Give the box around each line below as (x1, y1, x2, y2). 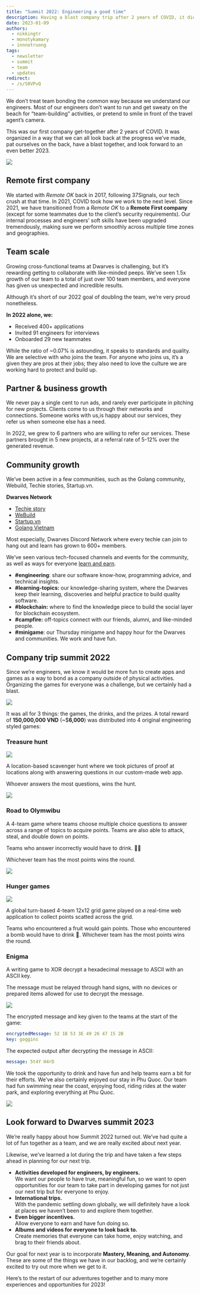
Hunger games (6, 882, 50, 890)
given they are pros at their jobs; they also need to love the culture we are (6, 360, 187, 367)
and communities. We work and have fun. (14, 635, 117, 642)
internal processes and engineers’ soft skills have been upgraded (6, 216, 167, 224)
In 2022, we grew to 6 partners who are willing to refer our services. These (6, 430, 190, 437)
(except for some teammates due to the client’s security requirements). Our (6, 210, 190, 217)
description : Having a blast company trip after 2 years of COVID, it (6, 14, 185, 20)
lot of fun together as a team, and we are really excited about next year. (6, 1139, 182, 1146)
